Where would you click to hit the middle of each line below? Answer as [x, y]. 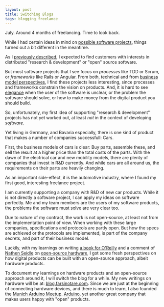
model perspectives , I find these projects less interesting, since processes [80, 82]
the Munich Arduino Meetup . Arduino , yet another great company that [75, 294]
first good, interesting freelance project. [45, 183]
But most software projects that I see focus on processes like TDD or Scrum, [82, 72]
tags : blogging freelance [31, 19]
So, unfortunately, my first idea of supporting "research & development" [78, 112]
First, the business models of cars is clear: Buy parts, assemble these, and [80, 147]
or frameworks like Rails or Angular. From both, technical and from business [82, 77]
